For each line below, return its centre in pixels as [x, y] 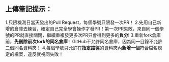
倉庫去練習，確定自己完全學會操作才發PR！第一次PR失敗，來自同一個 [87, 28]
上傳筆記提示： [29, 9]
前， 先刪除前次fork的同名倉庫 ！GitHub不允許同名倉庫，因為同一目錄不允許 [84, 41]
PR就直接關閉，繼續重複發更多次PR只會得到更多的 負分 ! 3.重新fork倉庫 [88, 35]
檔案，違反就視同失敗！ [39, 54]
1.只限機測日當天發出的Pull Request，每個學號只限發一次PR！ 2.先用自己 [81, 22]
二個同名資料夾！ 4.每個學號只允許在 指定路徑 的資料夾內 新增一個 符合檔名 [81, 48]
